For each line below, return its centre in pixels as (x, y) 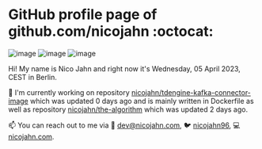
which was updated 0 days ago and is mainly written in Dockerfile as (142, 101)
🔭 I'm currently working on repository (69, 92)
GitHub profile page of (83, 15)
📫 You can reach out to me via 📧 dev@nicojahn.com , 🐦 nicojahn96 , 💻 (124, 125)
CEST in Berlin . (33, 77)
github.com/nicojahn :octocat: (111, 31)
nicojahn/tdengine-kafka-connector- (192, 92)
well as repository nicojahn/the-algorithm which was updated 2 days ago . (128, 109)
